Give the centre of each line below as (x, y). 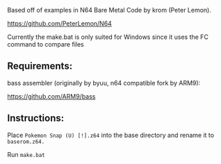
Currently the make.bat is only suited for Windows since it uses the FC (108, 37)
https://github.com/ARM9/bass (51, 96)
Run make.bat (26, 154)
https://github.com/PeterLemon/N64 (60, 23)
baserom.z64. (26, 142)
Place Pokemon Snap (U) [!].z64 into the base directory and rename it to (110, 135)
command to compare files (46, 44)
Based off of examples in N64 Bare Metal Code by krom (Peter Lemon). (109, 10)
